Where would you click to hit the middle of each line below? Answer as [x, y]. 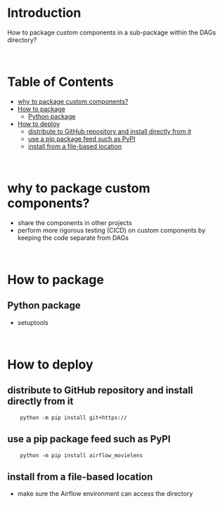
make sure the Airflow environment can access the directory [105, 494]
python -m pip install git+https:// [74, 417]
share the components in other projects [75, 222]
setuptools [33, 322]
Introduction [44, 13]
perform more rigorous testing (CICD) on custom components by [111, 230]
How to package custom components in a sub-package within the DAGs [112, 32]
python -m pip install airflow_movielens [81, 455]
